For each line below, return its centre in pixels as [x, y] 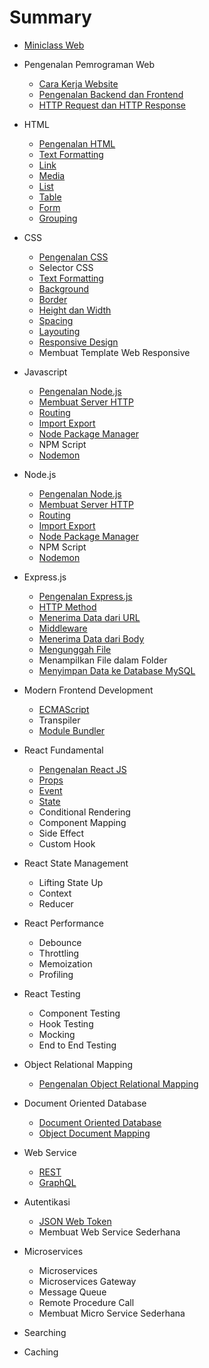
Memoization [65, 963]
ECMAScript [64, 709]
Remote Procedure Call [86, 1302]
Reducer [56, 903]
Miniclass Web [54, 45]
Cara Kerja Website [78, 83]
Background [64, 288]
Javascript [45, 372]
